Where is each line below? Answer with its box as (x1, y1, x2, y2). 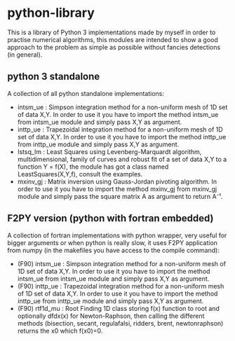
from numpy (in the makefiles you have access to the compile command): (7, 246, 220, 254)
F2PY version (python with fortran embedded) (7, 212, 214, 225)
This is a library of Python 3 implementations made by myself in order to (7, 28, 216, 36)
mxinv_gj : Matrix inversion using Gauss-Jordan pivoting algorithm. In (17, 177, 217, 186)
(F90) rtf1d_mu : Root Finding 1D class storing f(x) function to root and (17, 304, 220, 312)
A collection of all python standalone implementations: (7, 89, 165, 97)
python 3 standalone (7, 71, 100, 83)
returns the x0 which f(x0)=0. (17, 326, 103, 335)
